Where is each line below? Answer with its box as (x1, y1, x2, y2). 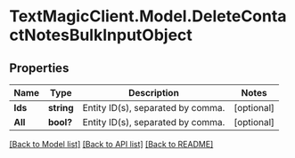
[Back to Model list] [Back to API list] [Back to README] (9, 139, 214, 149)
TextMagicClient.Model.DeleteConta (9, 6, 287, 27)
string (47, 102, 74, 114)
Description (127, 87, 180, 99)
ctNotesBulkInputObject (9, 25, 193, 45)
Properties (9, 60, 70, 75)
